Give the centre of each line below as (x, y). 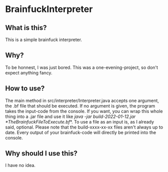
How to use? (25, 88)
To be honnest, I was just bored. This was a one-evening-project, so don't (82, 67)
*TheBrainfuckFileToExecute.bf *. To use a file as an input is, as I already (80, 121)
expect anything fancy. (29, 72)
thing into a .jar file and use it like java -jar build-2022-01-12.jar (70, 116)
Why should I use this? (41, 153)
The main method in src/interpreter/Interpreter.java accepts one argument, (82, 100)
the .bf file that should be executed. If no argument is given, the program (80, 105)
